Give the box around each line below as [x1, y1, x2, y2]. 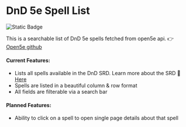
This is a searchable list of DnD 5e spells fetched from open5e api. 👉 [6, 35, 174, 42]
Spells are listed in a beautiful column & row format [14, 82, 137, 89]
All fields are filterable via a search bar [14, 89, 108, 96]
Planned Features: [6, 101, 51, 108]
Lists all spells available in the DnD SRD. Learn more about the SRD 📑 [14, 70, 181, 77]
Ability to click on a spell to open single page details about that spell [14, 115, 178, 122]
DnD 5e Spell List [6, 4, 91, 17]
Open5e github [6, 43, 42, 50]
